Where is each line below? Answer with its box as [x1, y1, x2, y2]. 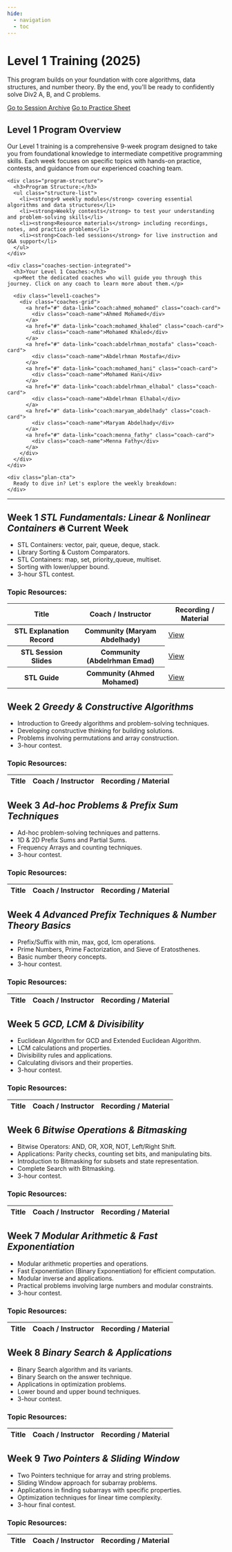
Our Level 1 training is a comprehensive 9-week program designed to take [7, 142, 217, 151]
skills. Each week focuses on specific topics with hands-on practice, [7, 157, 202, 165]
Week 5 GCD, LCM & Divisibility [7, 1018, 144, 1030]
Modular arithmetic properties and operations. [17, 1259, 148, 1268]
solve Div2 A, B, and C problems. [7, 91, 101, 99]
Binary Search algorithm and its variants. [17, 1365, 133, 1374]
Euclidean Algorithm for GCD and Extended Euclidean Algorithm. [17, 1037, 202, 1045]
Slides [30, 656, 52, 666]
